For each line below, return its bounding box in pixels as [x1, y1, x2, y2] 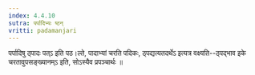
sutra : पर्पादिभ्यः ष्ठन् [8, 19, 64, 27]
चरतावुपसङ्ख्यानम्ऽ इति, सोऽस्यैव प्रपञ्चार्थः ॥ [8, 57, 123, 67]
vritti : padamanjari [8, 26, 78, 34]
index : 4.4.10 [8, 11, 56, 20]
